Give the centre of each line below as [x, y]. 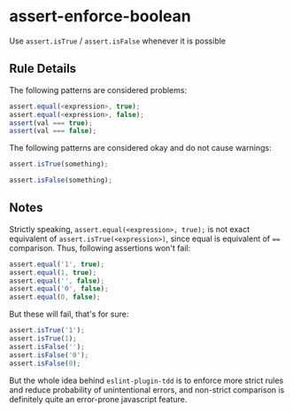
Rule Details [43, 69]
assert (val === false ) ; [53, 131]
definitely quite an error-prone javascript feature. [98, 399]
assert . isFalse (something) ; [61, 180]
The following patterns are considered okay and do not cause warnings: [140, 148]
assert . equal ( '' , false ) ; [57, 281]
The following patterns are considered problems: [98, 90]
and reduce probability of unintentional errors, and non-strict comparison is [147, 390]
